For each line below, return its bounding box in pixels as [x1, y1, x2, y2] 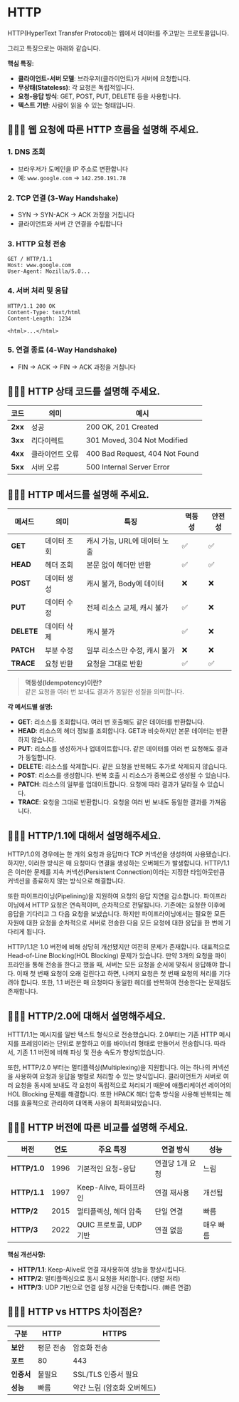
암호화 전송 [73, 1342, 108, 1352]
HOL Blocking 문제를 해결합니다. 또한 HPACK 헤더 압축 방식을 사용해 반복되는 [7, 1090, 224, 1099]
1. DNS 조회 [7, 147, 46, 157]
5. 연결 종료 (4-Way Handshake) [7, 345, 117, 355]
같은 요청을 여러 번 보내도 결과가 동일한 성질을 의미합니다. [24, 687, 185, 696]
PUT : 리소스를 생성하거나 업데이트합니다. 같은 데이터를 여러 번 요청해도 [17, 744, 215, 753]
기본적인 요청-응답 [77, 1163, 137, 1173]
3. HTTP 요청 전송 [7, 239, 66, 249]
